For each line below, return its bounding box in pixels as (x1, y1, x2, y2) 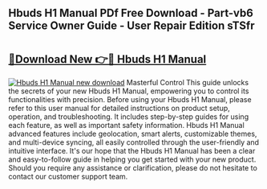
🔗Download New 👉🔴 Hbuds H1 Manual (8, 52, 207, 66)
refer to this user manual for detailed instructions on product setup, (8, 104, 230, 113)
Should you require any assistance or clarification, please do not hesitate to (8, 163, 258, 172)
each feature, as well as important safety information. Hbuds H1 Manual (8, 121, 245, 129)
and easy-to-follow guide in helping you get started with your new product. (8, 154, 257, 164)
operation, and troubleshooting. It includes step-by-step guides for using (8, 112, 249, 121)
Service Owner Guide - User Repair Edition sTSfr (8, 19, 255, 33)
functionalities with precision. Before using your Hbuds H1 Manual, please (8, 95, 252, 104)
